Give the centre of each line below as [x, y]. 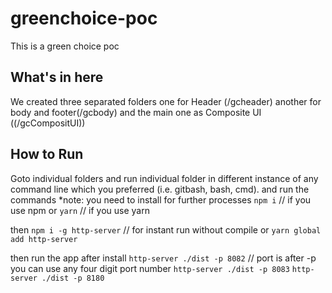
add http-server [44, 239]
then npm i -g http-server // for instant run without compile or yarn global [166, 229]
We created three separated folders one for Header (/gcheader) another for [166, 101]
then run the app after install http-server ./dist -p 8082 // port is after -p [163, 258]
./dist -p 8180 [73, 278]
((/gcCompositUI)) [48, 123]
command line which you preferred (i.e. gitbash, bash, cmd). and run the [160, 189]
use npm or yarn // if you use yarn [80, 210]
